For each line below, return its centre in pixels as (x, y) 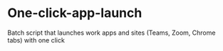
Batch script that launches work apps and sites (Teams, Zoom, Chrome (111, 33)
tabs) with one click (36, 40)
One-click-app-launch (75, 13)
